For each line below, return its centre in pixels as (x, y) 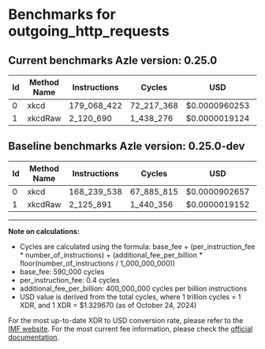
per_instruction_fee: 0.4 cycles (69, 280)
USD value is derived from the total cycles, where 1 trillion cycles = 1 (130, 296)
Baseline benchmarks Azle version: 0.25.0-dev (127, 146)
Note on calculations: (44, 231)
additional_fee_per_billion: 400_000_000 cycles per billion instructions (133, 288)
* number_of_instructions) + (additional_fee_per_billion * (111, 254)
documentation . (34, 337)
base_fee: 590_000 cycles (62, 271)
